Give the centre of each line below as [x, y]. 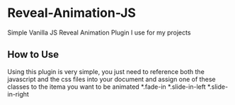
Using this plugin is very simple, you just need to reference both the [106, 71]
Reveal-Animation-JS [72, 13]
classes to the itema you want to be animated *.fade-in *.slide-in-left [107, 87]
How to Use [33, 55]
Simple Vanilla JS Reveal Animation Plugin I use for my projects [99, 32]
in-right [18, 94]
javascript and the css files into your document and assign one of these [111, 79]
